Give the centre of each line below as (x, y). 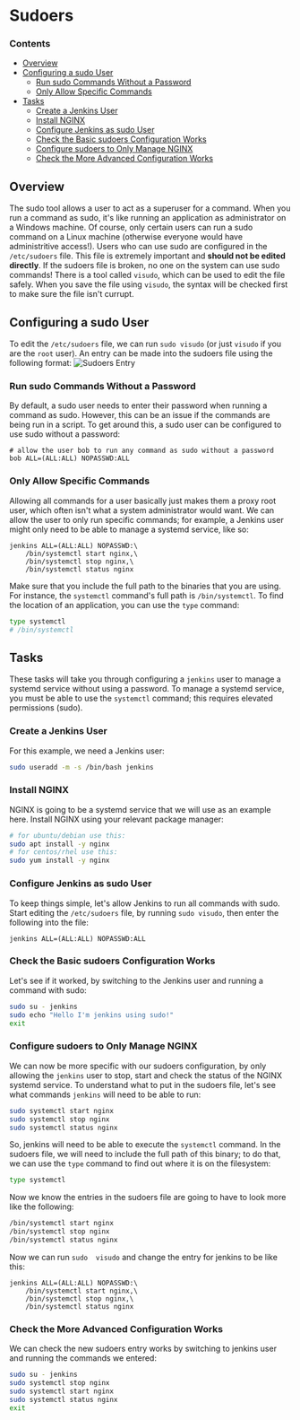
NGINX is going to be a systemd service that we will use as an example (140, 809)
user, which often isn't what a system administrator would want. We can (142, 510)
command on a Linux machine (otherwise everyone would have (126, 237)
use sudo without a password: (65, 434)
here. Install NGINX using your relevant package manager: (116, 819)
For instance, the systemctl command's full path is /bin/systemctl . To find (146, 595)
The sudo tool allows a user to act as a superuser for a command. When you (150, 208)
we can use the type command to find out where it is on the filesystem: (140, 1163)
